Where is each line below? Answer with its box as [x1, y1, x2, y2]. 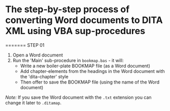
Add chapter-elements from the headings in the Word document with [20, 68, 165, 74]
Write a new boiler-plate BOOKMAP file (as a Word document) [20, 63, 151, 69]
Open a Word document [12, 52, 63, 58]
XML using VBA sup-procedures [5, 25, 146, 37]
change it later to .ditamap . [5, 99, 62, 105]
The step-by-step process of [5, 4, 130, 15]
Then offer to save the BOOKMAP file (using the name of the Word [20, 79, 160, 85]
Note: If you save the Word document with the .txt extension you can [5, 94, 152, 100]
